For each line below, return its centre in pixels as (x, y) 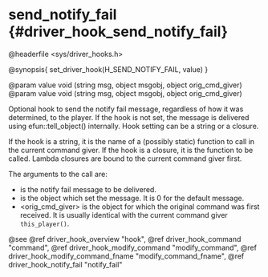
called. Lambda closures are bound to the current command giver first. (125, 159)
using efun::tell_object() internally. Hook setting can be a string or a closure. (134, 126)
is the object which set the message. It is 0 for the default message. (132, 198)
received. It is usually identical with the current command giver (124, 215)
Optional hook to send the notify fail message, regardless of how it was (126, 109)
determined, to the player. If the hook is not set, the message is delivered (129, 117)
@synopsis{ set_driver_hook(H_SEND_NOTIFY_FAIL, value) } (108, 69)
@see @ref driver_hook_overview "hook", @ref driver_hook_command (125, 239)
